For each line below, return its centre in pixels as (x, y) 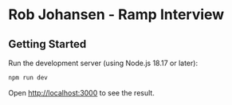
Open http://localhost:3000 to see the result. (82, 92)
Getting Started (47, 44)
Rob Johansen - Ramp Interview (116, 15)
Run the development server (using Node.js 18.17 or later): (103, 63)
